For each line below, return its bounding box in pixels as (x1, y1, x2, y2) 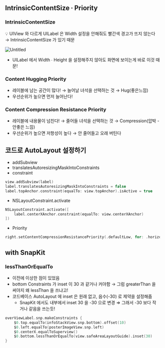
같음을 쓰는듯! (28, 306, 55, 312)
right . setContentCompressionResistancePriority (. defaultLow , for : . (5, 235, 148, 240)
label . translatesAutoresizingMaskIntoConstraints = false (5, 184, 126, 189)
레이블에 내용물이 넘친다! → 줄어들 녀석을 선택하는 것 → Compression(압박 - (12, 118, 160, 124)
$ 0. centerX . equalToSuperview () (14, 329, 78, 334)
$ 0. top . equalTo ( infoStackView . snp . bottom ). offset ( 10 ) (14, 320, 126, 325)
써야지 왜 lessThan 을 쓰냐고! (12, 287, 69, 293)
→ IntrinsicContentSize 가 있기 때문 (5, 36, 75, 42)
